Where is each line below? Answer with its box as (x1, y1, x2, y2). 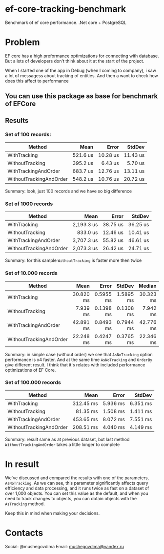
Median (139, 282, 157, 289)
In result (5, 459, 39, 470)
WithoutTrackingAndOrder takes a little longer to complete (5, 441, 120, 447)
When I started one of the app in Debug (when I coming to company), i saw (5, 67, 156, 73)
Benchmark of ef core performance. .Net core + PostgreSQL (5, 20, 127, 25)
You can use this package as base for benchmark (5, 92, 158, 101)
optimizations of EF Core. (5, 367, 56, 373)
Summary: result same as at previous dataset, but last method (5, 436, 130, 442)
